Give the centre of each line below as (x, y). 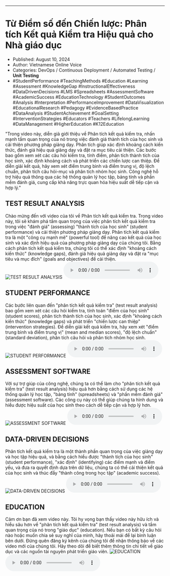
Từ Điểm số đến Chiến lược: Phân (76, 24)
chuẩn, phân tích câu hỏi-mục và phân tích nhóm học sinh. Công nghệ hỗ (82, 171)
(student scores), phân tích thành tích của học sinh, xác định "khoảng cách (84, 316)
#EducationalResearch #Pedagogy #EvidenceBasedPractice (75, 107)
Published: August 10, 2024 (41, 59)
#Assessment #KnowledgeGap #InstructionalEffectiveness (74, 86)
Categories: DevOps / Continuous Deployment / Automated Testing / (84, 70)
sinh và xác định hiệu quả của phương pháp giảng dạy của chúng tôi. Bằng (83, 243)
